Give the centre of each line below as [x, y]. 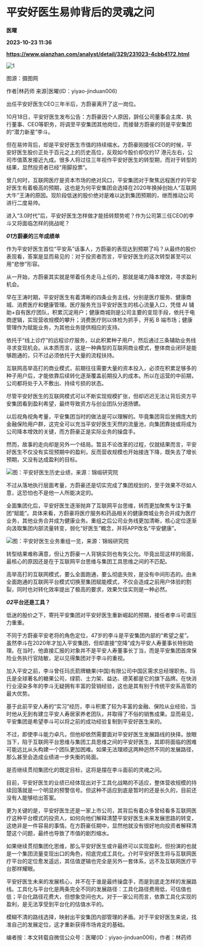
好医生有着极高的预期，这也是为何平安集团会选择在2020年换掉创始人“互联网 [101, 187]
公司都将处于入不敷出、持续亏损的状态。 [56, 383]
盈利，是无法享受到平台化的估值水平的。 [56, 904]
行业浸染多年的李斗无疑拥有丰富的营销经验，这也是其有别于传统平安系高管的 [101, 685]
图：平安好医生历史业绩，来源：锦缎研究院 [65, 472]
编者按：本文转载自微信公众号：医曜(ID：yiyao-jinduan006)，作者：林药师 [99, 937]
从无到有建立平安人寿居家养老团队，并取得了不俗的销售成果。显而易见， [107, 714]
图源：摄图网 [22, 78]
